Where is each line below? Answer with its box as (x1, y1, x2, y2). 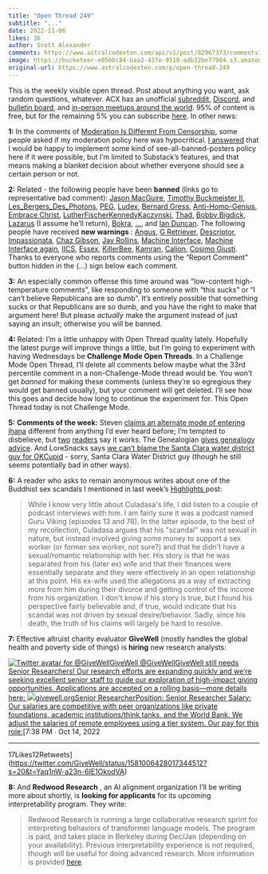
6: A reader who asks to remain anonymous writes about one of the (8, 475, 231, 485)
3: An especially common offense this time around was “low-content (8, 276, 234, 286)
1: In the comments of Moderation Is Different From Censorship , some (8, 126, 238, 136)
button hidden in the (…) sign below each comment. (8, 260, 179, 270)
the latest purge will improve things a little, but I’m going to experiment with (8, 343, 255, 352)
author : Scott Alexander (8, 42, 91, 50)
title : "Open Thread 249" (8, 11, 94, 20)
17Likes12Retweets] (8, 749, 73, 759)
